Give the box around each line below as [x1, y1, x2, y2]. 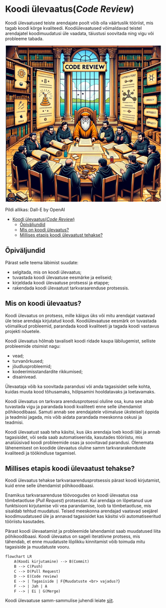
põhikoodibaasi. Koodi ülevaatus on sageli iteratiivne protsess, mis [5, 534, 140, 540]
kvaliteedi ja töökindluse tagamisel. [5, 450, 77, 456]
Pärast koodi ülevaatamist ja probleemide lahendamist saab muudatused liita [5, 528, 161, 534]
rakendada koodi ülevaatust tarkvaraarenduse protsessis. [12, 285, 129, 291]
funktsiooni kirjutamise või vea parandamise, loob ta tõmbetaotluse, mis [5, 503, 152, 509]
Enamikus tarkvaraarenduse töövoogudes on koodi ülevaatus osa [5, 492, 138, 498]
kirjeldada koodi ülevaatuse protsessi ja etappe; [12, 279, 110, 285]
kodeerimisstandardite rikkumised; [12, 368, 83, 375]
